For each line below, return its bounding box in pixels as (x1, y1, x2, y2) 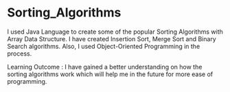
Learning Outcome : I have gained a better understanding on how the (7, 62, 203, 71)
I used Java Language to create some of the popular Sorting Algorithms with (7, 27, 223, 36)
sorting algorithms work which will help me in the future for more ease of (7, 70, 214, 78)
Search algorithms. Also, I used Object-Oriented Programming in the (7, 42, 200, 50)
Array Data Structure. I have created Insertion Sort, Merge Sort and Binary (7, 34, 216, 43)
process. (7, 49, 32, 58)
